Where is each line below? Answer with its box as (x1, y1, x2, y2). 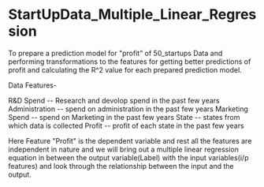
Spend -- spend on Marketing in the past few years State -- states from (8, 112, 240, 122)
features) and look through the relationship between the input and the (8, 161, 234, 170)
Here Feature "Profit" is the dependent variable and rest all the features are (8, 136, 252, 145)
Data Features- (8, 80, 58, 90)
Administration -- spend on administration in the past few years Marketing (8, 104, 248, 114)
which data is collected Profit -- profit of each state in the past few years (8, 121, 244, 130)
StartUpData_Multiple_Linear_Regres (8, 6, 257, 24)
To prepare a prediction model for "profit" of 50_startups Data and (8, 48, 223, 58)
